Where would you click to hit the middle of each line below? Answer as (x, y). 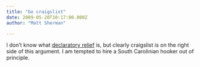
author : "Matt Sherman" (36, 23)
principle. (18, 58)
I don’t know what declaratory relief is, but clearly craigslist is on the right (98, 45)
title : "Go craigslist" (36, 12)
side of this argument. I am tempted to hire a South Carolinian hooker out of (100, 51)
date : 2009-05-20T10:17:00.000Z (47, 17)
